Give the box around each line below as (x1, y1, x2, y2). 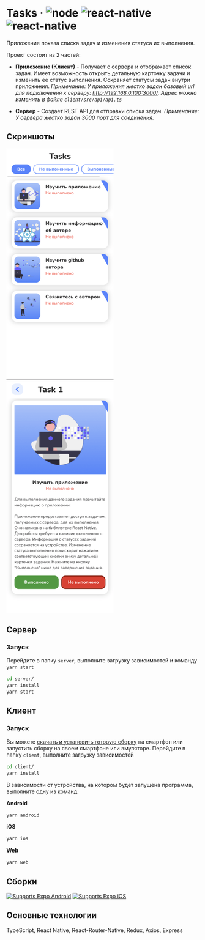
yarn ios (6, 835, 29, 842)
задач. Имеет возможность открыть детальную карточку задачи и (15, 69, 191, 76)
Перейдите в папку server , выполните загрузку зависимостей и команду (6, 657, 198, 664)
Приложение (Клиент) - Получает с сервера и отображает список (15, 63, 192, 70)
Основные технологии (6, 910, 97, 920)
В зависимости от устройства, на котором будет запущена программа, (6, 781, 193, 788)
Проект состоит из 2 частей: (6, 51, 81, 58)
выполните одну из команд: (6, 788, 79, 795)
